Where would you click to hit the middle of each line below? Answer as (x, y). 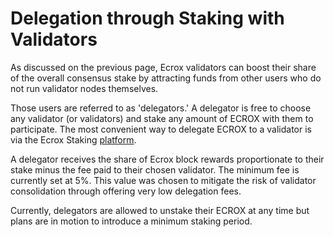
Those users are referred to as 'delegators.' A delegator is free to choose (161, 108)
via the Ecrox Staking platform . (73, 139)
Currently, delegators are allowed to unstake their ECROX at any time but (160, 210)
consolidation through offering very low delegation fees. (126, 191)
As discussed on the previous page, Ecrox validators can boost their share (163, 67)
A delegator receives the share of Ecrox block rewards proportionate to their (167, 159)
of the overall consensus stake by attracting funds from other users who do (166, 78)
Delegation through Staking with (147, 18)
